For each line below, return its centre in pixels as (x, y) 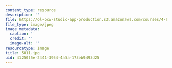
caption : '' (23, 34)
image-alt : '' (25, 43)
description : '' (23, 15)
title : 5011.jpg (23, 53)
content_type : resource (31, 10)
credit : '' (21, 39)
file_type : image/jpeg (29, 24)
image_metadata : (23, 29)
